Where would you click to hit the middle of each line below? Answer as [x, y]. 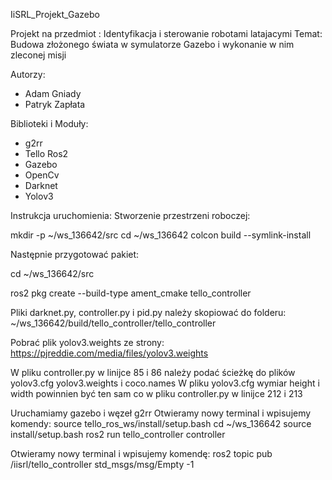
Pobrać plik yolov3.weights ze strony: [87, 342]
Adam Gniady [53, 93]
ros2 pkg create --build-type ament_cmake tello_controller [131, 293]
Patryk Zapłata [55, 104]
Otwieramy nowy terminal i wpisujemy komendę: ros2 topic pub [141, 453]
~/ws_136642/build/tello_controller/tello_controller [113, 323]
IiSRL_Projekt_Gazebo [55, 14]
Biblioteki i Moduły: [49, 123]
